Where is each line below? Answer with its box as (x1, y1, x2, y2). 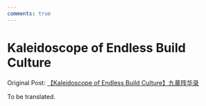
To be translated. (7, 92, 55, 100)
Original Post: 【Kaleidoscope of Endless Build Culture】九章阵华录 (7, 78, 199, 87)
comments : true (7, 10, 51, 17)
